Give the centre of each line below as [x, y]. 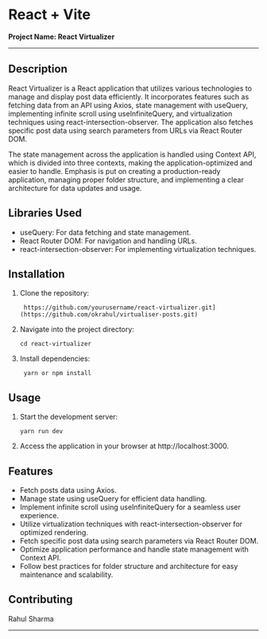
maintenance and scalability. [66, 575]
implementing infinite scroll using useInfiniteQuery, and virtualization [120, 114]
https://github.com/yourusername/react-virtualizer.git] [120, 308]
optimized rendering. [54, 532]
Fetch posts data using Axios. [68, 490]
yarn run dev [41, 432]
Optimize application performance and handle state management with [134, 549]
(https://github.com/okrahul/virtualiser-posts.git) [109, 315]
